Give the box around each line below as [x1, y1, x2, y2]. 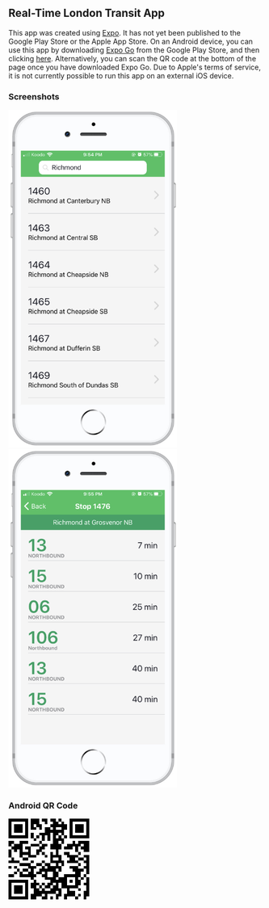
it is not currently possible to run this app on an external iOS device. [8, 70, 234, 80]
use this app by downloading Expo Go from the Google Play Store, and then [8, 44, 260, 55]
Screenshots [8, 90, 60, 102]
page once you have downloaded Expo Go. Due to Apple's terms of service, [8, 62, 261, 72]
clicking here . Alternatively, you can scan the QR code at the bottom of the [8, 53, 257, 63]
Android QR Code [8, 800, 78, 811]
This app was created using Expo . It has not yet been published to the [8, 27, 241, 37]
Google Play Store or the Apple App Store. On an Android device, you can [8, 36, 253, 46]
